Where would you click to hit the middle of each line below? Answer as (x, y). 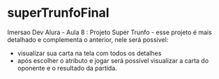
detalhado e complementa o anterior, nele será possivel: (88, 39)
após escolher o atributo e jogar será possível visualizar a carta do (113, 60)
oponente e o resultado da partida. (67, 68)
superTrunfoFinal (58, 13)
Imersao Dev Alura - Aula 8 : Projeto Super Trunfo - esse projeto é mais (110, 32)
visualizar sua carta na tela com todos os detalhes (89, 53)
